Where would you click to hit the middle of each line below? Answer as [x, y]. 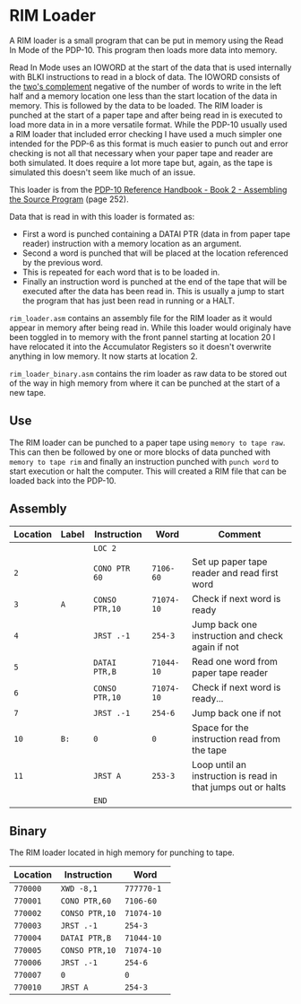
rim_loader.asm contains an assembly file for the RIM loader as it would [141, 318]
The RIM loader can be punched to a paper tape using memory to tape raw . [147, 442]
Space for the [220, 728]
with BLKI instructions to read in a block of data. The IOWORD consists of [145, 76]
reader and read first [236, 572]
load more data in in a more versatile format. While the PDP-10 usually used [148, 124]
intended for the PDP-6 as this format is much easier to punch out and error [149, 144]
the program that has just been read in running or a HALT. [129, 301]
